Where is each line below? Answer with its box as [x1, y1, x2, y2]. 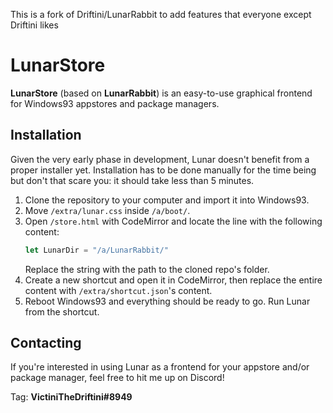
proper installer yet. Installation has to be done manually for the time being [10, 164, 317, 176]
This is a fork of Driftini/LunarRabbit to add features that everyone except [10, 9, 312, 20]
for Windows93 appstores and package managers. [10, 97, 220, 109]
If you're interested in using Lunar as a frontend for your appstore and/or [10, 361, 310, 373]
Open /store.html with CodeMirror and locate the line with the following [24, 215, 323, 227]
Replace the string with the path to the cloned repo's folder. [24, 263, 270, 275]
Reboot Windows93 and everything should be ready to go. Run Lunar [24, 295, 311, 307]
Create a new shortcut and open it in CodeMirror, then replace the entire [24, 274, 323, 286]
